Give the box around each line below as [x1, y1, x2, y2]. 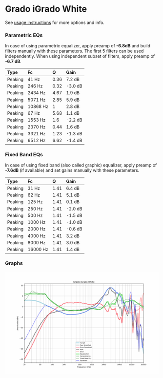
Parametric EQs [5, 32, 43, 39]
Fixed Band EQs [5, 151, 43, 158]
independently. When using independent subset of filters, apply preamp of [5, 53, 155, 59]
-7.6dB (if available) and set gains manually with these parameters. [5, 168, 140, 173]
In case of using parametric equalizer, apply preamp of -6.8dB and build [5, 43, 150, 49]
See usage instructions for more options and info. [5, 20, 105, 25]
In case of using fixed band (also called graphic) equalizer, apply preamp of [5, 162, 157, 168]
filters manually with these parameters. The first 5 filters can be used [5, 48, 144, 54]
